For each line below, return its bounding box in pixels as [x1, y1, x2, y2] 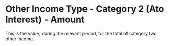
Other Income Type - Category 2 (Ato [5, 3, 164, 15]
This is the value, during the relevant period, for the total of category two [5, 30, 157, 36]
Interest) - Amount [5, 14, 85, 25]
